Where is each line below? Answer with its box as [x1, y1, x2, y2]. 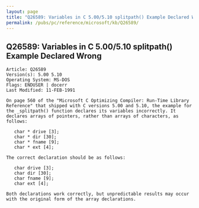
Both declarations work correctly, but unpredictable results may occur [6, 191, 190, 197]
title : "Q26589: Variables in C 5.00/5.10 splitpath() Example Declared [6, 14, 190, 20]
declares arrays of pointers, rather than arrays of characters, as [6, 113, 179, 119]
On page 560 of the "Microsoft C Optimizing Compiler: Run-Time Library [6, 98, 190, 104]
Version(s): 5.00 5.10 [6, 72, 62, 78]
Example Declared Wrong [6, 51, 102, 61]
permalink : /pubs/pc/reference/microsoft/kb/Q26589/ [6, 20, 139, 25]
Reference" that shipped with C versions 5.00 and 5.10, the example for [6, 103, 192, 109]
